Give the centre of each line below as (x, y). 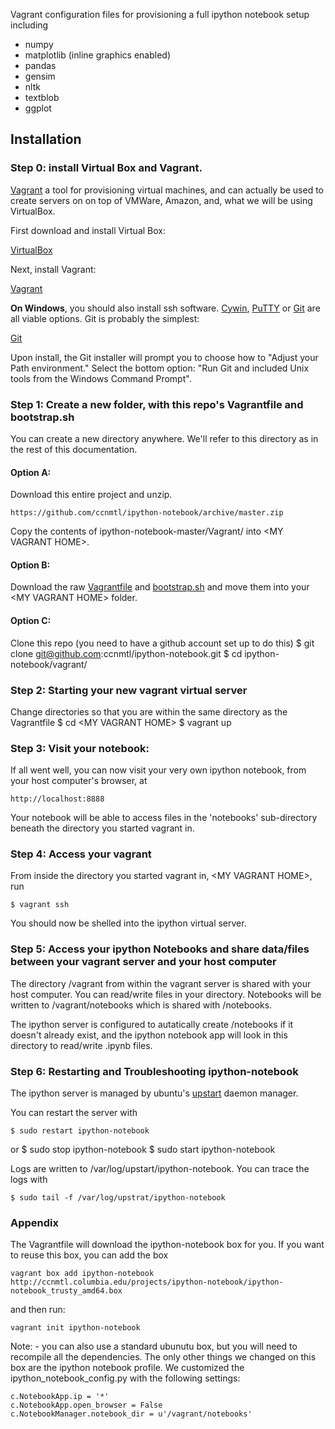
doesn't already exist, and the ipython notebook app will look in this (149, 1035)
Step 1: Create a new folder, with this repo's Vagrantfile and (157, 404)
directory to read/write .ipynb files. (81, 1045)
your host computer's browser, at (79, 781)
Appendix (35, 1222)
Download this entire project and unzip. (91, 495)
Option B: (30, 565)
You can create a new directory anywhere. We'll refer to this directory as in (164, 438)
